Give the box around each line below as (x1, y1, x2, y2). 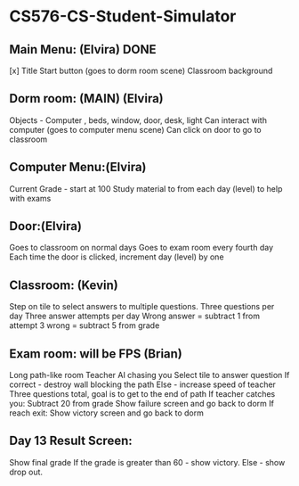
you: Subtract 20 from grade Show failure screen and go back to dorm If (9, 399, 274, 409)
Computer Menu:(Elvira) (9, 160, 147, 175)
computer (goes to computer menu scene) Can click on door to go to (9, 124, 263, 135)
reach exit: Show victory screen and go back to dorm (9, 408, 205, 418)
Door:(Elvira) (9, 218, 83, 234)
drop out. (9, 466, 43, 477)
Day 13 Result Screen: (9, 433, 133, 449)
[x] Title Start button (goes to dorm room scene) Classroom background (9, 65, 273, 76)
